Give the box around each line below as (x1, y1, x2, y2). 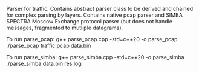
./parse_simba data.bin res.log (6, 60, 82, 67)
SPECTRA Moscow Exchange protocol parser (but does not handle (6, 18, 172, 25)
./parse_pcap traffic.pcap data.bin (6, 42, 91, 49)
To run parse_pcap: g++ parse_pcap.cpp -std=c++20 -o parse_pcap (6, 36, 178, 42)
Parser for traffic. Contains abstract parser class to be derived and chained (6, 5, 194, 12)
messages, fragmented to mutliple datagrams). (6, 24, 123, 31)
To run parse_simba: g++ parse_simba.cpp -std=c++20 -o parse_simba (6, 54, 184, 60)
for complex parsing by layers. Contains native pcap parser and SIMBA (6, 11, 183, 19)
